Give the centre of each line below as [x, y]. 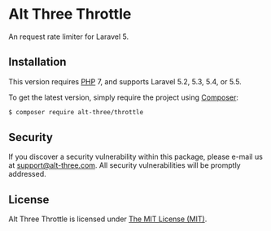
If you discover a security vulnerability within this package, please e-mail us [135, 157]
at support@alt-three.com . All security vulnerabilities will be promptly [125, 165]
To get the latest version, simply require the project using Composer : [123, 97]
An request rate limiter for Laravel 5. [69, 36]
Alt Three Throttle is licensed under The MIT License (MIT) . [108, 219]
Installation [37, 62]
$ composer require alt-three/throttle [76, 112]
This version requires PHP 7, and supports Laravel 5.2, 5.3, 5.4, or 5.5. [125, 81]
